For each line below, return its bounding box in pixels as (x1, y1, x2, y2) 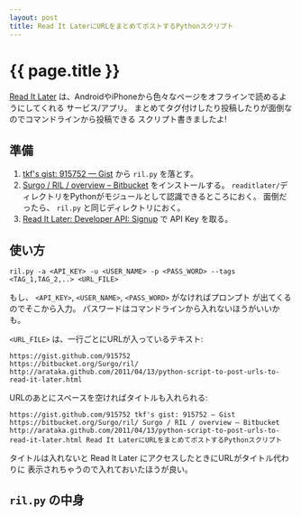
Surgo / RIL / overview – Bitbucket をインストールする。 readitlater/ (22, 180, 281, 190)
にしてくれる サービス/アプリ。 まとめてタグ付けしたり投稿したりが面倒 (16, 103, 285, 114)
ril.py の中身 (9, 493, 85, 508)
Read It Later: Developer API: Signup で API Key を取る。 (22, 214, 233, 225)
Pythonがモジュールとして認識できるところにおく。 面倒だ (69, 191, 287, 202)
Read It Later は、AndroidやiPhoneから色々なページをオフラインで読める (9, 91, 279, 102)
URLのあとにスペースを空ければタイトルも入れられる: (9, 392, 208, 403)
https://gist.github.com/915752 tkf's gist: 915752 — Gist (9, 410, 236, 419)
